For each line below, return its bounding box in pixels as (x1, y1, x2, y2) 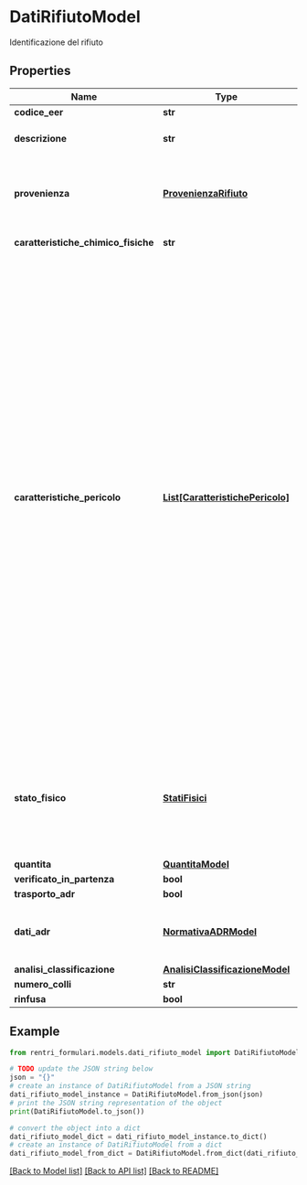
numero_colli (14, 977, 71, 990)
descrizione (14, 132, 67, 144)
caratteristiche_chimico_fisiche (14, 236, 154, 249)
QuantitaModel (163, 858, 230, 870)
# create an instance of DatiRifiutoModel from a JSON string (9, 1082, 251, 1091)
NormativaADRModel (163, 925, 258, 938)
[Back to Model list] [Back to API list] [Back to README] (9, 1166, 219, 1177)
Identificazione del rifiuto (9, 37, 103, 48)
